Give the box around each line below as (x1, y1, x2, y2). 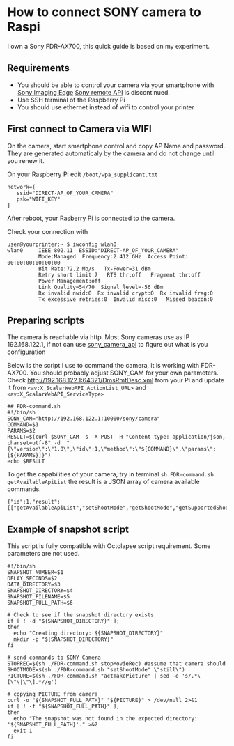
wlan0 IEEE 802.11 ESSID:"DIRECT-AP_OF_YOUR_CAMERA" (7, 247, 179, 254)
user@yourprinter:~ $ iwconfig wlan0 (7, 241, 117, 248)
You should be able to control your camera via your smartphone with (17, 81, 214, 89)
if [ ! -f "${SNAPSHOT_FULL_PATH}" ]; (7, 703, 120, 710)
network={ (7, 183, 36, 190)
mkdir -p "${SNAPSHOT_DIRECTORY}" (13, 636, 114, 643)
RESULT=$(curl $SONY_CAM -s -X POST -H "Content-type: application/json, (7, 433, 226, 441)
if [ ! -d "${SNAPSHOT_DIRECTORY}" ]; (7, 618, 120, 625)
